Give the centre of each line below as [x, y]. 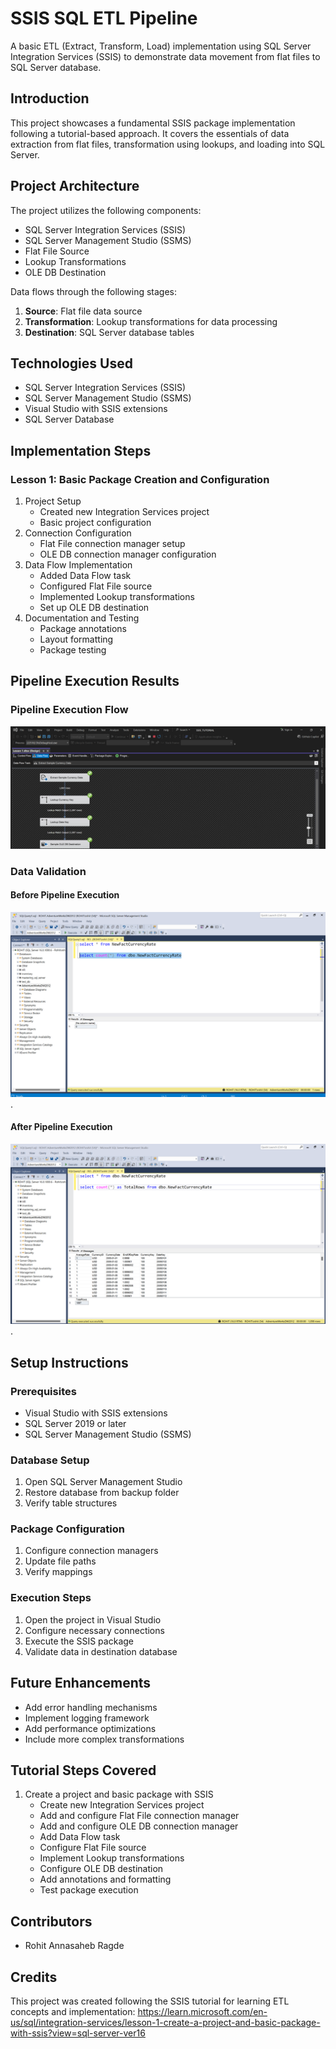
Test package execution [89, 1890]
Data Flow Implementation [78, 565]
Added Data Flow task [85, 576]
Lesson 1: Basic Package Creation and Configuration [140, 479]
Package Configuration [67, 1529]
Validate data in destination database [101, 1651]
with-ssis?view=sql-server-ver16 [78, 2033]
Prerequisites [43, 1391]
